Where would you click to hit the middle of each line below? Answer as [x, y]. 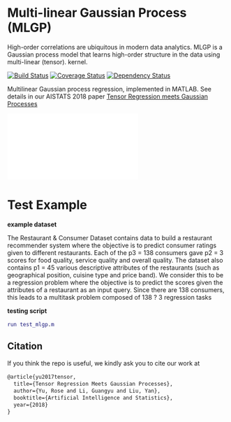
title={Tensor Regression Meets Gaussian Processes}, [93, 384]
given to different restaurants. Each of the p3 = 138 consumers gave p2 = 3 [115, 252]
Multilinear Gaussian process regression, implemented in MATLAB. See [109, 89]
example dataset [32, 224]
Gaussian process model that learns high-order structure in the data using [114, 54]
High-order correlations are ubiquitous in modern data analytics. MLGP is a [115, 47]
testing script [27, 311]
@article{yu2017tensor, [42, 377]
